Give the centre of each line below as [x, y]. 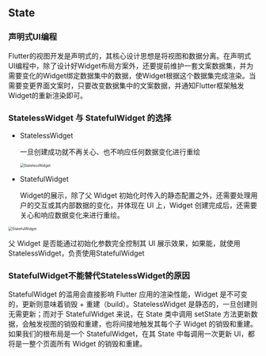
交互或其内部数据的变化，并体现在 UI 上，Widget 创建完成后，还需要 [145, 205]
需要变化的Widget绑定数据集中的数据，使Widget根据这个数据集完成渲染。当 [132, 75]
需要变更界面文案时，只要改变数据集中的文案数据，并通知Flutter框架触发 [126, 85]
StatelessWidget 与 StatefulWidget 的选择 [90, 118]
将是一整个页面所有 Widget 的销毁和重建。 [77, 344]
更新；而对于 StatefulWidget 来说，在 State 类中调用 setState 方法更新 [136, 314]
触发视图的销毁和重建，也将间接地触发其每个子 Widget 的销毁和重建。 [143, 324]
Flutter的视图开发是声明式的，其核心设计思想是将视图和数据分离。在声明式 [130, 55]
